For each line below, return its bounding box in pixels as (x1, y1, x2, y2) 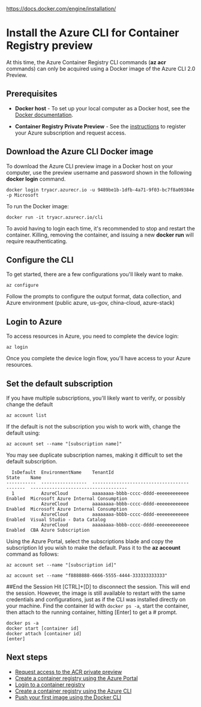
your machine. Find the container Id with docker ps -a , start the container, (6, 603, 190, 609)
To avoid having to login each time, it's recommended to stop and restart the (6, 224, 195, 232)
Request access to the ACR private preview (14, 668, 122, 675)
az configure (6, 282, 39, 289)
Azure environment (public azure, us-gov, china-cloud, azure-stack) (6, 299, 175, 307)
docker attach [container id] (6, 631, 82, 637)
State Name (6, 475, 42, 481)
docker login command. (6, 175, 66, 182)
